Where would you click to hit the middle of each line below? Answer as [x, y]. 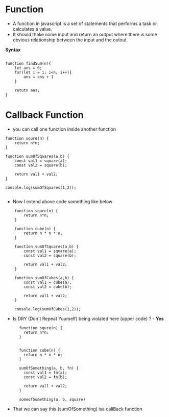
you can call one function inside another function [64, 129]
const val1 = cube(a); [48, 282]
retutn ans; [27, 90]
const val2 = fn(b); [45, 377]
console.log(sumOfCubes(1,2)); [48, 309]
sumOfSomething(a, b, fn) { [49, 368]
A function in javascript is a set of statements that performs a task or [85, 23]
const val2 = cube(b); [48, 287]
